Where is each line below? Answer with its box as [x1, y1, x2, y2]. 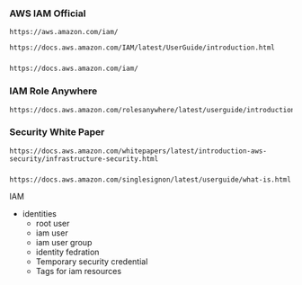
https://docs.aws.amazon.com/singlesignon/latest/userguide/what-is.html [9, 174, 292, 184]
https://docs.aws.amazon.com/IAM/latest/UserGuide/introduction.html [9, 43, 276, 52]
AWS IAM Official [9, 7, 86, 20]
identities [22, 208, 57, 218]
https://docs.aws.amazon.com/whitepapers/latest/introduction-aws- [9, 147, 268, 156]
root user [35, 218, 70, 228]
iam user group [35, 236, 93, 247]
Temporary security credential [35, 255, 148, 267]
